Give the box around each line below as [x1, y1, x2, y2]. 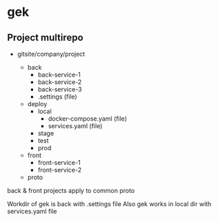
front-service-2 [37, 166, 81, 174]
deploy [27, 100, 48, 108]
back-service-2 [37, 78, 82, 86]
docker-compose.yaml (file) [48, 114, 128, 123]
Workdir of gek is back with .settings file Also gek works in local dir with [7, 200, 212, 208]
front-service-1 [37, 159, 81, 166]
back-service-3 [37, 85, 82, 93]
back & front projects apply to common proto [7, 187, 135, 194]
